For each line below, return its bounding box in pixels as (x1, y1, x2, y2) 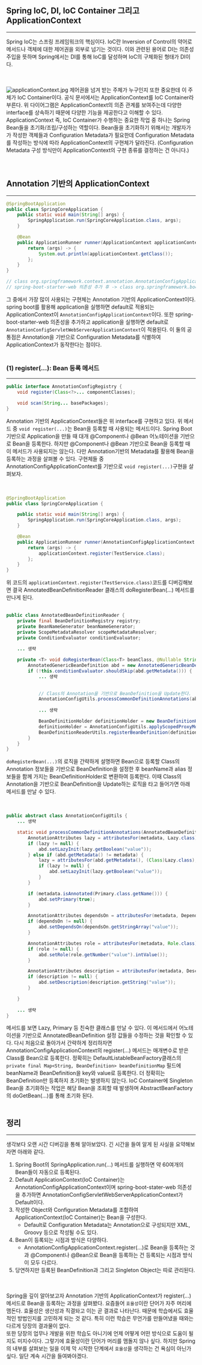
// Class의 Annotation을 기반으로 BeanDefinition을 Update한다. (38, 690, 192, 696)
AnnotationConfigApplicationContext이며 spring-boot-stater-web (14, 1184, 176, 1191)
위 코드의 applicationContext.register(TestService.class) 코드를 (6, 579, 167, 586)
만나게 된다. (6, 594, 34, 601)
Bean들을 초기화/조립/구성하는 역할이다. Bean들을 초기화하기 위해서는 (6, 124, 170, 131)
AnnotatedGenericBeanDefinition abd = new (28, 663, 136, 669)
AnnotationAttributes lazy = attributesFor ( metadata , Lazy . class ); (28, 834, 200, 841)
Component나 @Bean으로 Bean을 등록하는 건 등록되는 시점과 (35, 1252, 182, 1259)
